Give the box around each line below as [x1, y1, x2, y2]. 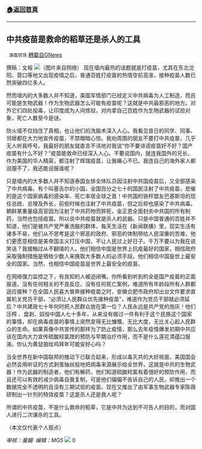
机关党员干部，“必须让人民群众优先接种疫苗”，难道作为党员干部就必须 [11, 296, 185, 303]
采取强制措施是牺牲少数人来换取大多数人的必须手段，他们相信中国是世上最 [6, 252, 191, 260]
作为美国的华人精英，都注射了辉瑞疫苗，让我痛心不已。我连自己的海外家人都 [6, 157, 196, 165]
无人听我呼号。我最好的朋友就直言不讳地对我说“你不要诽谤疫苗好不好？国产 [6, 142, 194, 150]
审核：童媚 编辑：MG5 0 [6, 437, 76, 444]
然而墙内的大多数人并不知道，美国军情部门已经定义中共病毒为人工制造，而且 [6, 92, 196, 99]
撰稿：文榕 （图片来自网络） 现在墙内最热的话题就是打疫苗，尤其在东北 [6, 64, 189, 72]
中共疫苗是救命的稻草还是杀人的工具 [6, 34, 141, 44]
